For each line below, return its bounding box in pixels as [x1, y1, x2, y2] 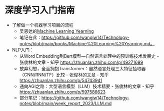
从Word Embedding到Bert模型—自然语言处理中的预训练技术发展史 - [19, 53, 159, 59]
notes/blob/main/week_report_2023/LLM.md [19, 100, 112, 106]
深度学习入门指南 [4, 4, 75, 16]
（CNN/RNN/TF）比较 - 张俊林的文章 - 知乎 [19, 72, 109, 78]
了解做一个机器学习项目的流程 [11, 22, 73, 28]
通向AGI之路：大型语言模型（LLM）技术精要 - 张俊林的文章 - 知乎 [19, 83, 154, 89]
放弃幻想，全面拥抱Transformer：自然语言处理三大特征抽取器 [19, 65, 146, 71]
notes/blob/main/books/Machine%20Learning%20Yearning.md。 [19, 40, 155, 46]
